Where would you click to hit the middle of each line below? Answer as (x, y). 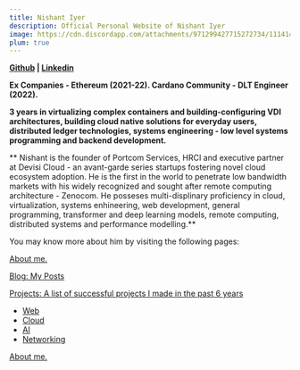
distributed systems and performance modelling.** (103, 224)
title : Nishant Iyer (48, 17)
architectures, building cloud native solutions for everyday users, (133, 122)
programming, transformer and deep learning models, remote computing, (144, 214)
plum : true (29, 42)
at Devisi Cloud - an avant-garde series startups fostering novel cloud (137, 167)
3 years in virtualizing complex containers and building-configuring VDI (145, 112)
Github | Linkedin (42, 68)
